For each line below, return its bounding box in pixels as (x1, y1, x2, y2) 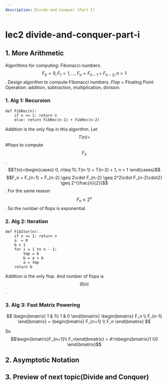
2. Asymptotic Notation (5, 355, 80, 364)
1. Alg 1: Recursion (5, 97, 51, 104)
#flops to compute (5, 142, 44, 148)
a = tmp (23, 260, 39, 265)
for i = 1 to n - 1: (14, 247, 57, 252)
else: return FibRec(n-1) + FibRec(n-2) (14, 117, 100, 122)
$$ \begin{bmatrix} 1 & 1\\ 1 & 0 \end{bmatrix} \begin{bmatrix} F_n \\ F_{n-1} (6, 313, 162, 319)
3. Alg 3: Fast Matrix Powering (5, 302, 80, 309)
